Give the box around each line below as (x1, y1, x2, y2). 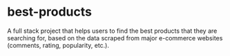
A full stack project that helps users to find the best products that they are (7, 27, 218, 35)
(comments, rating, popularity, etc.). (7, 41, 109, 49)
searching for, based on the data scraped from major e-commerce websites (7, 33, 223, 42)
